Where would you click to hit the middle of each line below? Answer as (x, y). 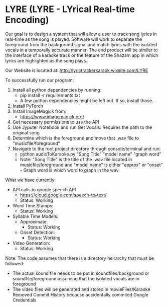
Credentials (24, 300)
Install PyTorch (28, 106)
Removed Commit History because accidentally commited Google (80, 294)
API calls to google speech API (44, 189)
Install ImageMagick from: (39, 111)
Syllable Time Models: (35, 216)
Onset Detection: (37, 232)
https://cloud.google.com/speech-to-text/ (63, 195)
